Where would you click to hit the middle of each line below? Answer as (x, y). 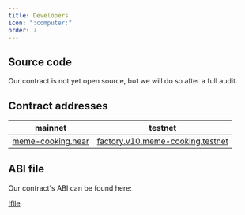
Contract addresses (58, 106)
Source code (40, 62)
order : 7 (23, 30)
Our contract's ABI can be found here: (70, 188)
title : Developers (38, 15)
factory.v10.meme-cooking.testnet (163, 141)
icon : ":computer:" (40, 23)
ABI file (26, 169)
